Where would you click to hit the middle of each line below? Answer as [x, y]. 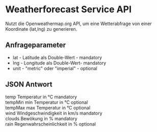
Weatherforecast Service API [68, 9]
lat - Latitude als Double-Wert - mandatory [57, 57]
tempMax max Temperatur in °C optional [48, 107]
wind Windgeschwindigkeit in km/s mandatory [54, 113]
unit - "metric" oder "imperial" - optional [55, 68]
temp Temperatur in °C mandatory [41, 97]
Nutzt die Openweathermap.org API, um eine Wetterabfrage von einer [78, 24]
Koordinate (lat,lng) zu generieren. [41, 29]
